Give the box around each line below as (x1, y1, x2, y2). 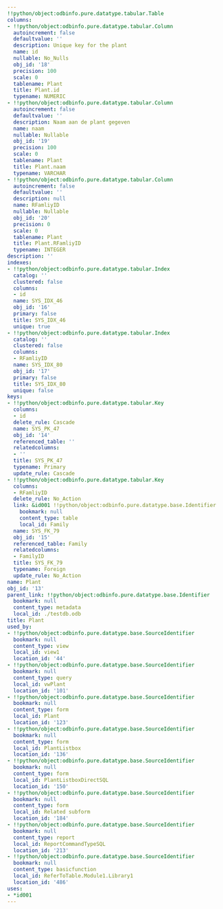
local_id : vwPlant (13, 681, 67, 688)
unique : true (13, 323, 51, 330)
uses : (7, 885, 23, 892)
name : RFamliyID (13, 202, 60, 209)
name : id (13, 49, 38, 56)
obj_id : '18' (13, 61, 51, 68)
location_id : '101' (13, 687, 69, 694)
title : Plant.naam (13, 163, 67, 170)
